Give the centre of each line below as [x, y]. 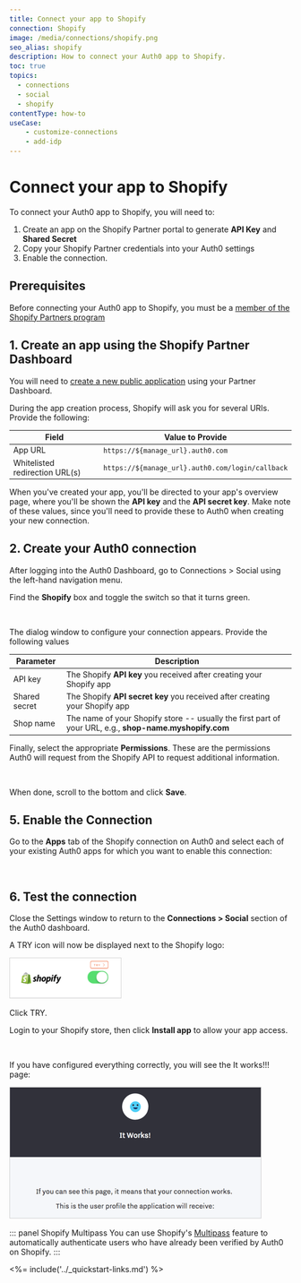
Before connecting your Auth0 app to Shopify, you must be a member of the [150, 307]
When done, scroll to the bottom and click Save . [98, 792]
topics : [24, 76]
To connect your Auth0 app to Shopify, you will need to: [112, 211]
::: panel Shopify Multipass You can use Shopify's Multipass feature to [139, 1233]
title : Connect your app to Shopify [77, 19]
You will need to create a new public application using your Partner [133, 381]
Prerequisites [47, 286]
